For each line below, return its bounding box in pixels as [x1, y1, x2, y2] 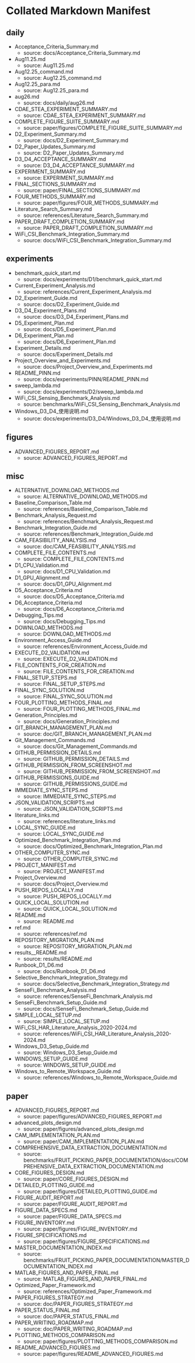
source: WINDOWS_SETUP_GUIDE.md [23, 1061, 116, 1068]
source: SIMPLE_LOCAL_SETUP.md [23, 1018, 110, 1025]
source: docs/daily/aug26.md [23, 99, 95, 106]
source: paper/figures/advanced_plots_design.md [23, 1125, 144, 1133]
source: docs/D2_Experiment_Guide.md [23, 300, 120, 308]
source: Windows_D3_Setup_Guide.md [23, 1049, 117, 1056]
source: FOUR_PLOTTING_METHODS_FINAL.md [23, 706, 140, 713]
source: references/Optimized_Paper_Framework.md [23, 1288, 152, 1295]
